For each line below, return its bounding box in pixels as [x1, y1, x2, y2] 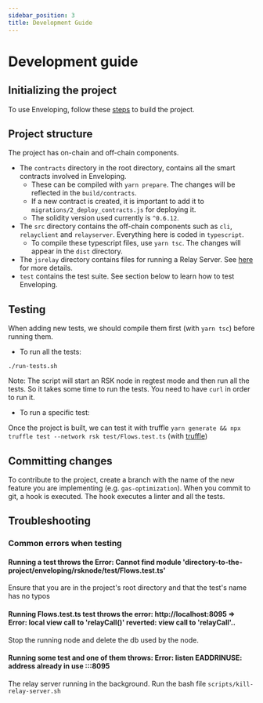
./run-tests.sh [8, 362, 58, 370]
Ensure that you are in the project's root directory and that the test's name [8, 583, 247, 592]
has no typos [8, 592, 51, 601]
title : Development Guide [8, 19, 92, 27]
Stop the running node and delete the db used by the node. [8, 635, 200, 644]
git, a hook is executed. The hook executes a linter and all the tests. [8, 491, 225, 501]
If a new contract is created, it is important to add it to [31, 197, 205, 206]
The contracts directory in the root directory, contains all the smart [19, 163, 236, 173]
